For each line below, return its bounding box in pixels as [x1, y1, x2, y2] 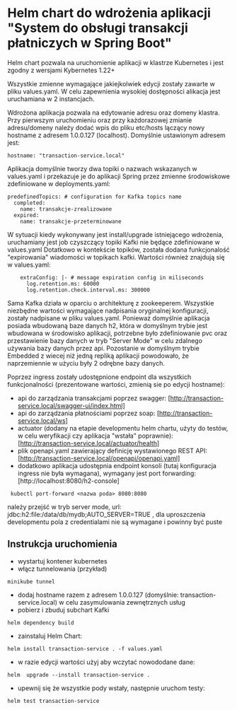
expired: [13, 211, 40, 219]
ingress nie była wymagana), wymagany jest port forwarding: [17, 469, 197, 477]
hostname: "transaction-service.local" [7, 152, 125, 159]
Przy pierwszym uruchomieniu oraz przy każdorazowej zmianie [7, 115, 192, 124]
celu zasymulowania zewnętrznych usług [65, 598, 186, 606]
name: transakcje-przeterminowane [20, 218, 122, 225]
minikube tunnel [7, 578, 55, 585]
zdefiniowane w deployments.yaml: [7, 179, 111, 188]
